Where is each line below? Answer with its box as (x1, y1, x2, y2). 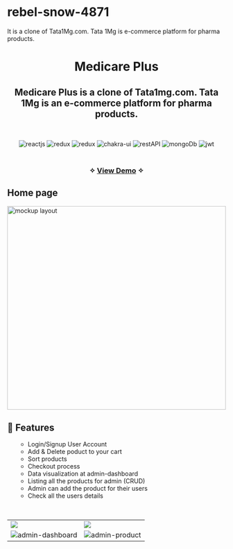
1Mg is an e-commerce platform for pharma (20, 97, 213, 109)
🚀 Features (7, 422, 55, 434)
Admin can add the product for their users (27, 485, 148, 493)
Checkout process (27, 462, 80, 471)
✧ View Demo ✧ (89, 166, 144, 175)
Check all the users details (27, 491, 104, 500)
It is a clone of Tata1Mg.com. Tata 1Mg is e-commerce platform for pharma (7, 27, 221, 35)
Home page (7, 187, 58, 199)
